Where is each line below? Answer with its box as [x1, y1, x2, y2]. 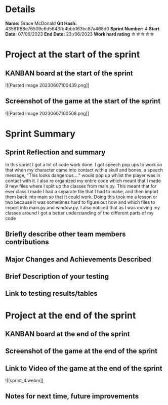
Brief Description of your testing [5, 272, 109, 281]
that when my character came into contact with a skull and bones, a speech [5, 167, 163, 173]
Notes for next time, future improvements [5, 392, 139, 400]
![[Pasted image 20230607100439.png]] [5, 82, 90, 88]
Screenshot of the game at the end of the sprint [5, 347, 158, 355]
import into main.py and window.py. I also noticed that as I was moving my [5, 204, 160, 210]
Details [5, 4, 35, 15]
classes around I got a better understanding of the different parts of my [5, 210, 154, 216]
